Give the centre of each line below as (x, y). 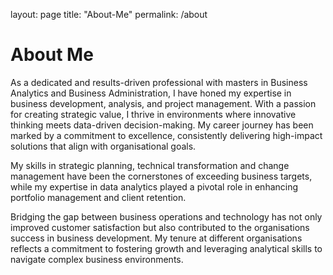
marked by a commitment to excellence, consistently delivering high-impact (166, 135)
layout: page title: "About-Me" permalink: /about (109, 14)
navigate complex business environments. (97, 259)
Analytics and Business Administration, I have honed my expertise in (151, 93)
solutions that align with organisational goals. (103, 146)
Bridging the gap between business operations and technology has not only (166, 216)
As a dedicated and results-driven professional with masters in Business (159, 82)
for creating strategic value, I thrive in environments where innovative (153, 114)
